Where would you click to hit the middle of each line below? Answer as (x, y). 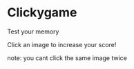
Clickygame (42, 13)
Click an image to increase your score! (62, 44)
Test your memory (33, 31)
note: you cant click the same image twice (67, 58)
